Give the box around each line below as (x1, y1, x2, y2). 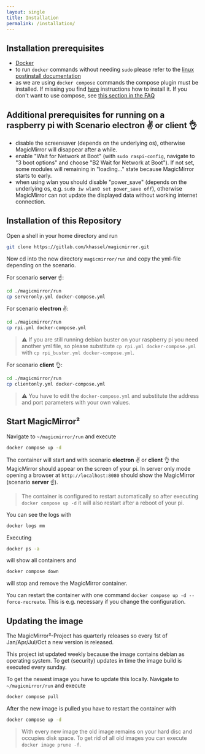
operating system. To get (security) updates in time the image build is (6, 657, 182, 665)
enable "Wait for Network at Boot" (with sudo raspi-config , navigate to (15, 153, 195, 159)
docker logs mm (6, 522, 45, 529)
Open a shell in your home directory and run (6, 232, 118, 239)
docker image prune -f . (21, 741, 82, 748)
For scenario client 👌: (6, 361, 63, 368)
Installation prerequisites (6, 43, 104, 53)
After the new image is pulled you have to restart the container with (6, 704, 177, 712)
